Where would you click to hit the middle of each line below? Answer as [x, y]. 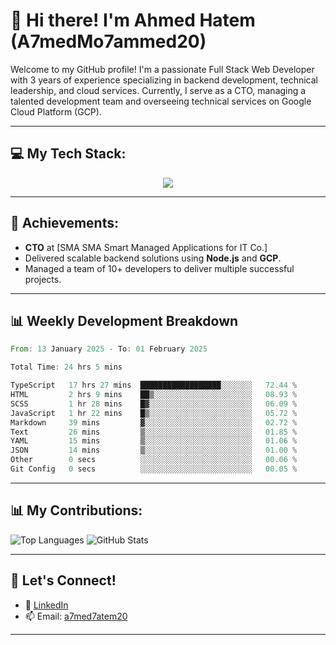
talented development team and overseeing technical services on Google [161, 101]
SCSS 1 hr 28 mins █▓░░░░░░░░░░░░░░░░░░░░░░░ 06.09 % [154, 404]
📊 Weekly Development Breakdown [124, 320]
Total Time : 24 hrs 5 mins [66, 367]
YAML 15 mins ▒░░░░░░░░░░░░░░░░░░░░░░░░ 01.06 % [154, 441]
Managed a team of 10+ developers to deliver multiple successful [159, 268]
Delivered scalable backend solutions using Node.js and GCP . [153, 258]
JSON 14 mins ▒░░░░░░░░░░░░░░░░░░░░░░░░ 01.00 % [154, 450]
